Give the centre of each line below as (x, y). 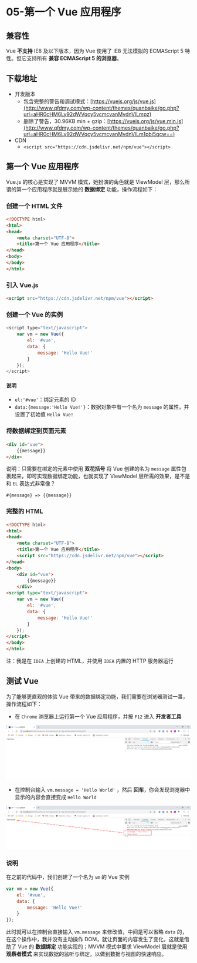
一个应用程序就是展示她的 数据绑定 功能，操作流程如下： (90, 189)
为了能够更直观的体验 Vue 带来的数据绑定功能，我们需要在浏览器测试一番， (97, 696)
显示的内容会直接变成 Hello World (55, 797)
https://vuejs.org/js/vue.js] (124, 101)
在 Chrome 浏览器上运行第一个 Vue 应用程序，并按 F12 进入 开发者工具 (98, 716)
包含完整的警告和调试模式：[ (58, 101)
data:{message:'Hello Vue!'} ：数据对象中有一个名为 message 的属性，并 (102, 407)
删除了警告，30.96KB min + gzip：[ (66, 121)
